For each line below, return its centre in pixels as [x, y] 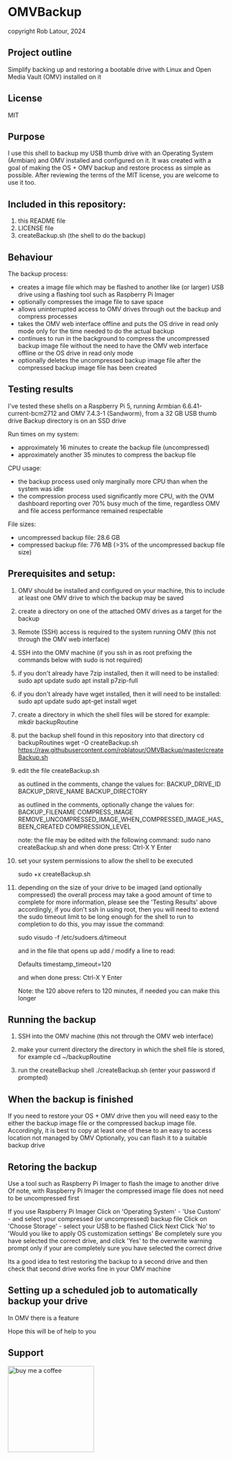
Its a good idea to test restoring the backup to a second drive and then [108, 1262]
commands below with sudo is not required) [80, 660]
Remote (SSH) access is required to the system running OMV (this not [117, 632]
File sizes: [22, 524]
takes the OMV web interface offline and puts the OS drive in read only [118, 324]
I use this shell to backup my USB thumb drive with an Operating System [110, 153]
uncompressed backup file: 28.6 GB [69, 537]
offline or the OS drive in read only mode [75, 353]
